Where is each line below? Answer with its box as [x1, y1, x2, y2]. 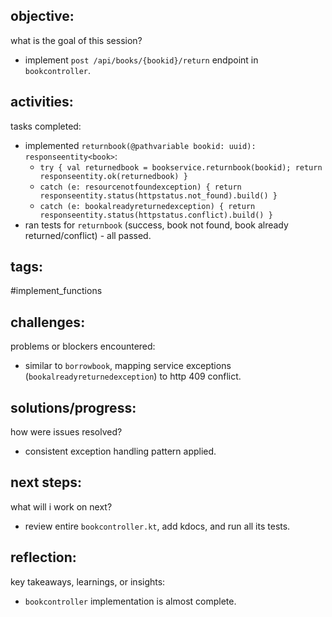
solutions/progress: [10, 399, 137, 416]
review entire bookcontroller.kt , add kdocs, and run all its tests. [24, 520, 291, 532]
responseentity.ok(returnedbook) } [39, 171, 188, 181]
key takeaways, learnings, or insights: [10, 575, 166, 588]
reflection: [10, 549, 77, 566]
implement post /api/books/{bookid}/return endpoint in [24, 54, 259, 66]
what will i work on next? [10, 500, 113, 513]
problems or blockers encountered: [10, 340, 156, 353]
